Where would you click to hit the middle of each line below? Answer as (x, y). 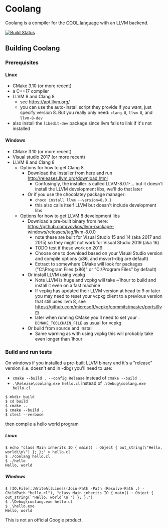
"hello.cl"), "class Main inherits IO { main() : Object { (91, 493)
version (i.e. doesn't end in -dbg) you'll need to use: (59, 368)
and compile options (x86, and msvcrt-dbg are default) (92, 258)
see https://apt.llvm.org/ (45, 102)
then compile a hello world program (42, 424)
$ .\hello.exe (20, 506)
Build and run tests (29, 352)
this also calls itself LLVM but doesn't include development (96, 205)
